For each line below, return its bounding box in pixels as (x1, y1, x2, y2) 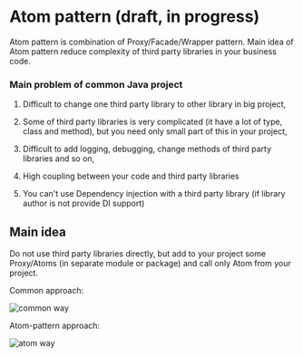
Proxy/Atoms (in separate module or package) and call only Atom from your (9, 258, 292, 269)
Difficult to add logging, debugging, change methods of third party (22, 143, 272, 155)
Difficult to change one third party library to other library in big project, (22, 99, 287, 110)
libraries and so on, (22, 153, 95, 164)
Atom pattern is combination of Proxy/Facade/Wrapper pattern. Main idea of (9, 36, 295, 47)
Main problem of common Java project (9, 78, 183, 91)
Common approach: (9, 285, 84, 296)
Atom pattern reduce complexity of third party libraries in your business (9, 45, 277, 56)
